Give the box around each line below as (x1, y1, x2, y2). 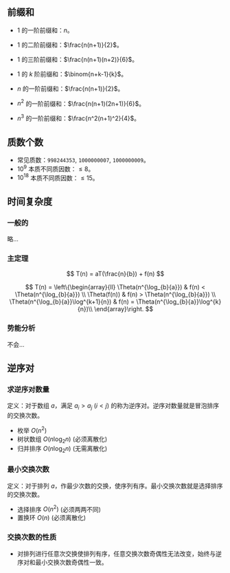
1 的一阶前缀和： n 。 (16, 26, 73, 34)
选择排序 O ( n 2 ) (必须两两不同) (16, 504, 102, 513)
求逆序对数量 (7, 384, 50, 394)
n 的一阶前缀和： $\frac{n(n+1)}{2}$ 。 (16, 85, 124, 93)
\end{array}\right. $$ (93, 305, 153, 313)
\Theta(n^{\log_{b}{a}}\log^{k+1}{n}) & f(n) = (9, 297, 135, 306)
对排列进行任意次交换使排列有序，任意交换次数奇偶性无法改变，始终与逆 (16, 549, 222, 558)
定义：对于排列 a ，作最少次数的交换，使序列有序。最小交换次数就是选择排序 (7, 482, 223, 490)
